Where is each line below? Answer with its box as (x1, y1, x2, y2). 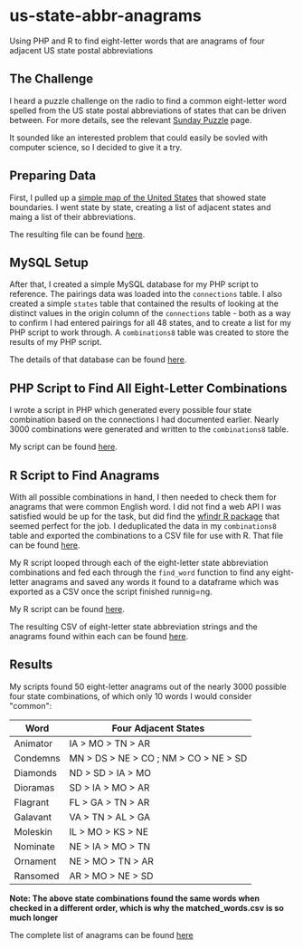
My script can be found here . (9, 441, 118, 453)
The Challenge (9, 72, 94, 87)
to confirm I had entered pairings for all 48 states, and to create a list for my (9, 318, 292, 329)
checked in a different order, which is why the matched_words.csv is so (9, 902, 285, 913)
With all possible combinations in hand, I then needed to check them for (9, 492, 278, 503)
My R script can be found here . (9, 604, 125, 614)
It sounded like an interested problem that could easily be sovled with (9, 132, 269, 143)
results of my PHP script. (9, 337, 102, 348)
